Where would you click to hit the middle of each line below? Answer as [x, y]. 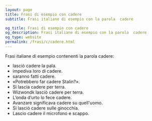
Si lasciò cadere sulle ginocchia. [46, 108]
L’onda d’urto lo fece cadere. [42, 97]
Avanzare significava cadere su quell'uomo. [57, 103]
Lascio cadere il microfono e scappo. [51, 113]
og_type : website [23, 37]
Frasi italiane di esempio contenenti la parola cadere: [60, 56]
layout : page [19, 10]
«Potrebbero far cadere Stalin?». [46, 81]
